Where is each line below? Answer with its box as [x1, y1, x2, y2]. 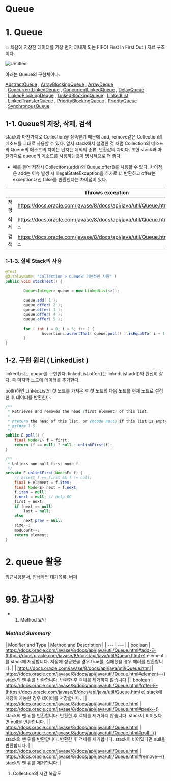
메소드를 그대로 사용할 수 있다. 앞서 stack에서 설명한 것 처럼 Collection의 [5, 140, 150, 146]
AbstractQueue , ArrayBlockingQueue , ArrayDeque [5, 81, 113, 87]
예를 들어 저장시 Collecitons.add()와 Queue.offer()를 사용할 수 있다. [12, 164, 149, 170]
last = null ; [23, 509, 51, 514]
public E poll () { [5, 433, 44, 438]
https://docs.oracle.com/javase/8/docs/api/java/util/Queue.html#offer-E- [5, 682, 158, 688]
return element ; [14, 532, 49, 537]
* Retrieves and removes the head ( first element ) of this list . [7, 409, 149, 414]
